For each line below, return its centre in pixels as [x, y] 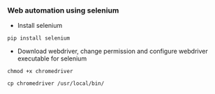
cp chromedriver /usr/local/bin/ [56, 84]
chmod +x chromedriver [40, 72]
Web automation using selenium [63, 10]
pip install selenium [39, 38]
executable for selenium [52, 58]
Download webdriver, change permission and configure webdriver [112, 52]
